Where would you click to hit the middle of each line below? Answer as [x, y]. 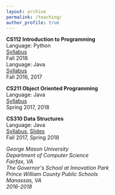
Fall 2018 [17, 58]
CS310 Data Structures [35, 119]
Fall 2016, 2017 [24, 77]
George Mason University [38, 149]
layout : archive [26, 12]
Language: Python [29, 45]
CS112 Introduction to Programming [51, 40]
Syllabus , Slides [25, 131]
